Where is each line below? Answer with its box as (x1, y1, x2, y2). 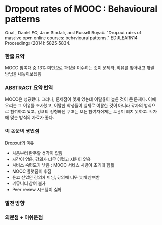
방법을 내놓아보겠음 (5, 71, 42, 77)
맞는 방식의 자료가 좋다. (10, 114, 54, 120)
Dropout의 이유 (5, 140, 34, 145)
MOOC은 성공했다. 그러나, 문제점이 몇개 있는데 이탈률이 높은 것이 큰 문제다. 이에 (5, 96, 156, 102)
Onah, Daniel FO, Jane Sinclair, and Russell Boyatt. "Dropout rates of (5, 30, 142, 35)
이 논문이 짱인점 (5, 128, 40, 134)
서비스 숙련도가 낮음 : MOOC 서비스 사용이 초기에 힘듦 (12, 162, 115, 168)
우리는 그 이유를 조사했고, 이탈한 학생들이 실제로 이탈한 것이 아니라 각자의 (5, 102, 143, 108)
